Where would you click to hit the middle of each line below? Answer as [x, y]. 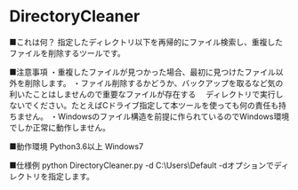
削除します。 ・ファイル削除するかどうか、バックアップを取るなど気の [154, 83]
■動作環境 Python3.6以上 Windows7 [77, 146]
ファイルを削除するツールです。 [68, 53]
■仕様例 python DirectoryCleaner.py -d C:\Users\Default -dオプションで [141, 165]
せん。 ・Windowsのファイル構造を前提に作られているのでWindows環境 [157, 116]
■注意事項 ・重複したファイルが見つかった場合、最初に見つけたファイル [142, 72]
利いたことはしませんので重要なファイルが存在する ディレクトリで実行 [142, 94]
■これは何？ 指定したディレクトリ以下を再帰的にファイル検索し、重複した [146, 42]
